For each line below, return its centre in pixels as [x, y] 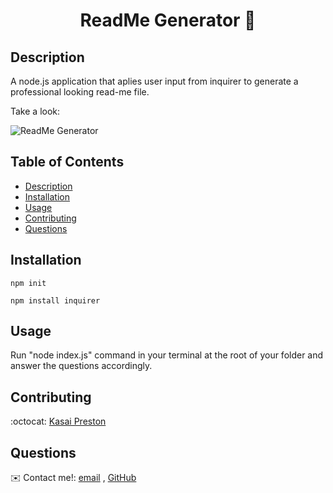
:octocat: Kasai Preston [58, 421]
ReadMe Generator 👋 [168, 20]
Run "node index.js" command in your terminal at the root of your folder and [167, 355]
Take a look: [35, 111]
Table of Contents [67, 162]
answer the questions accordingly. [81, 366]
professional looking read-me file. [80, 92]
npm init [28, 283]
